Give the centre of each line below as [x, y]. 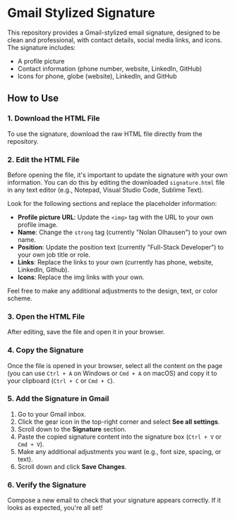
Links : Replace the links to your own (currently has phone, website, [115, 262]
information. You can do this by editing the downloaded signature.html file [116, 182]
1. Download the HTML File [54, 118]
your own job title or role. [54, 255]
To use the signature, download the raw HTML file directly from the [105, 134]
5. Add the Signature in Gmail [58, 398]
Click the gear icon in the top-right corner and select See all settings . [119, 422]
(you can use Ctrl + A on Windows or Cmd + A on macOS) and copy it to [112, 373]
